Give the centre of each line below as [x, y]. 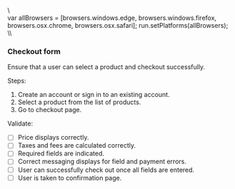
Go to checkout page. [50, 110]
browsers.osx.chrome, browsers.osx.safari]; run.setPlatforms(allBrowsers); [118, 25]
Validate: [20, 123]
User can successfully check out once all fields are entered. [106, 170]
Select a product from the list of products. [79, 102]
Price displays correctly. [53, 138]
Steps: [17, 81]
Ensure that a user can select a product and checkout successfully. [106, 67]
